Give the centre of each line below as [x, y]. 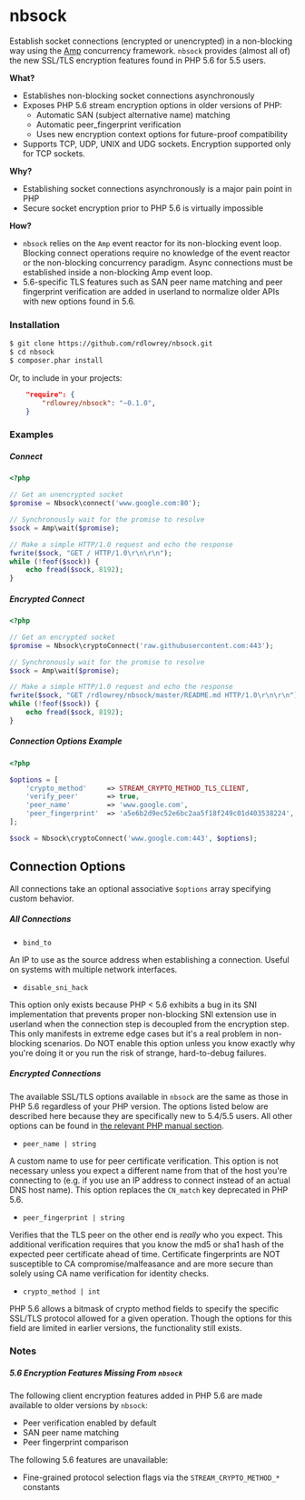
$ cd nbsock [32, 352]
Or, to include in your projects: [66, 377]
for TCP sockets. [54, 153]
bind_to [37, 943]
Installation [35, 325]
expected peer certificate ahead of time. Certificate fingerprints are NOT [145, 1254]
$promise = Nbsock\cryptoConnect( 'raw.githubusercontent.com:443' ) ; [142, 645]
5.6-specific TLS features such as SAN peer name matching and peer [152, 282]
